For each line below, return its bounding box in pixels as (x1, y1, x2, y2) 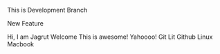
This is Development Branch (7, 6, 88, 14)
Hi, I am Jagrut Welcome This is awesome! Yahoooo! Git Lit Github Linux (7, 33, 213, 41)
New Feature (7, 19, 44, 27)
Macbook (7, 40, 35, 48)
